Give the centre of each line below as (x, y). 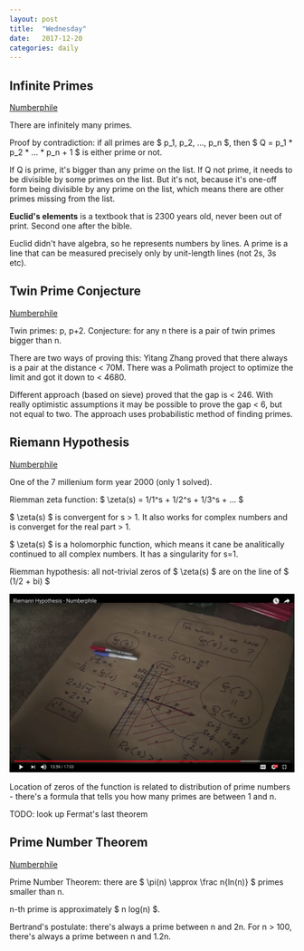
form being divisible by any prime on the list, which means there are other (147, 189)
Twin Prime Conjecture (76, 291)
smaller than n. (37, 891)
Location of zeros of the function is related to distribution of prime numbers (150, 786)
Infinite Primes (52, 86)
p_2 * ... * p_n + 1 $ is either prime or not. (86, 152)
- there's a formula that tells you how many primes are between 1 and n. (143, 796)
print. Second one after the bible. (71, 226)
